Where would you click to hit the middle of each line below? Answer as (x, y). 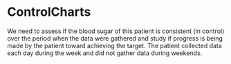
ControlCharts (49, 12)
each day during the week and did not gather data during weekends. (105, 53)
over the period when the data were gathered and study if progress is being (115, 38)
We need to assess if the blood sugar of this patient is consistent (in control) (116, 31)
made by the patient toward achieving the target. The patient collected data (115, 45)
